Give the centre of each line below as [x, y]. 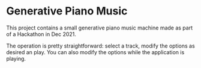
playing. [16, 58]
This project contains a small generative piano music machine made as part [100, 28]
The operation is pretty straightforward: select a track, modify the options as [100, 46]
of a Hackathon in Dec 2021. [41, 34]
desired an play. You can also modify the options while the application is [95, 52]
